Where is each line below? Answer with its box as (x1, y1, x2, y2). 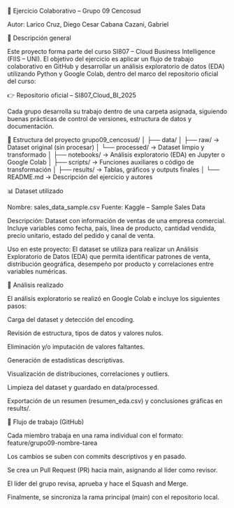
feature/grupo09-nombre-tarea (7, 439, 98, 447)
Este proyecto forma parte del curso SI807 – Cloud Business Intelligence (7, 48, 216, 55)
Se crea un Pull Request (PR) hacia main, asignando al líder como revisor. (7, 466, 218, 474)
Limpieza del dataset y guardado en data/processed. (7, 383, 159, 391)
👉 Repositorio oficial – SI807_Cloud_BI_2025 (7, 91, 136, 99)
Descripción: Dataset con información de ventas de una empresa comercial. (7, 217, 226, 225)
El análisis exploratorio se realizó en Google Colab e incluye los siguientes (7, 295, 220, 302)
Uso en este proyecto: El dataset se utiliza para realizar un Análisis (7, 245, 199, 253)
